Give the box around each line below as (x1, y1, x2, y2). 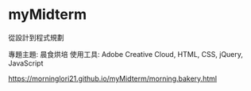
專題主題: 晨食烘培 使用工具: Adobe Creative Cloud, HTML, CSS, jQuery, (8, 49, 244, 59)
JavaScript (8, 58, 44, 68)
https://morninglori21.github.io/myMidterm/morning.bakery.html (8, 74, 217, 83)
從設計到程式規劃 (8, 32, 64, 42)
